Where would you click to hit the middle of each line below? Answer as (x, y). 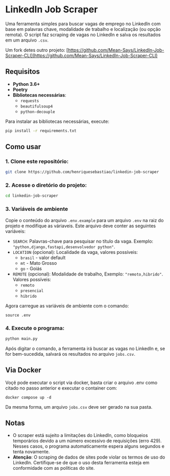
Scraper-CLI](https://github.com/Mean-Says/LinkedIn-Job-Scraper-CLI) (81, 56)
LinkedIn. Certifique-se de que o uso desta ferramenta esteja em (81, 463)
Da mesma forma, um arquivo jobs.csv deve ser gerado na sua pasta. (79, 407)
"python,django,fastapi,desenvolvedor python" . (64, 246)
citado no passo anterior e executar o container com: (61, 388)
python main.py (22, 338)
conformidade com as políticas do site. (54, 468)
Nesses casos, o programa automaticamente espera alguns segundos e (89, 446)
